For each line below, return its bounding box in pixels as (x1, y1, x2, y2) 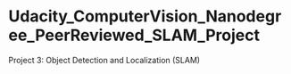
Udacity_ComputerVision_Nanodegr (8, 6, 282, 27)
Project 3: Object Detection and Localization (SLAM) (8, 54, 201, 65)
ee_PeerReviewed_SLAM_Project (8, 25, 261, 45)
